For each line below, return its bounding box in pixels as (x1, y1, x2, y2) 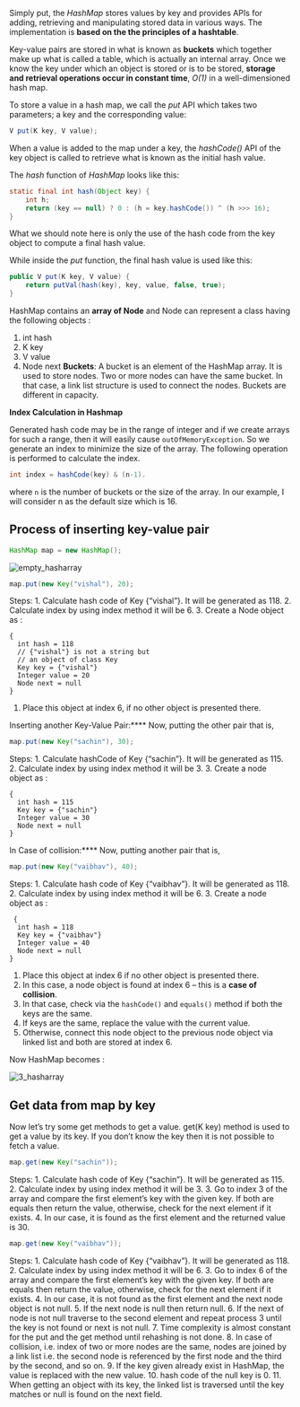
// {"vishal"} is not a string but (17, 648, 150, 657)
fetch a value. (9, 1140, 60, 1151)
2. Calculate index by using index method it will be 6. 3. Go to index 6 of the (9, 1264, 288, 1275)
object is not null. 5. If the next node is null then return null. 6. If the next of (9, 1303, 285, 1314)
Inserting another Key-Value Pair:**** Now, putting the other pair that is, (9, 720, 275, 730)
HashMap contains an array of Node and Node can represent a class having (9, 305, 291, 316)
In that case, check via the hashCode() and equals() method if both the (21, 999, 283, 1009)
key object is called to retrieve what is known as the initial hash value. (9, 152, 266, 162)
